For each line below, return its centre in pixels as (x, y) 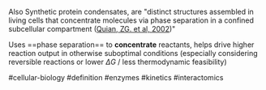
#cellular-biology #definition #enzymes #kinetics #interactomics (116, 77)
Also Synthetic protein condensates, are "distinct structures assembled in (131, 12)
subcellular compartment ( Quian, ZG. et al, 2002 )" (92, 29)
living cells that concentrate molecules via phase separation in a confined (131, 20)
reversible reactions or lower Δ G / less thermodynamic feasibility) (118, 62)
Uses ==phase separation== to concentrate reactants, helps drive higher (131, 45)
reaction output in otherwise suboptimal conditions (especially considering (133, 53)
